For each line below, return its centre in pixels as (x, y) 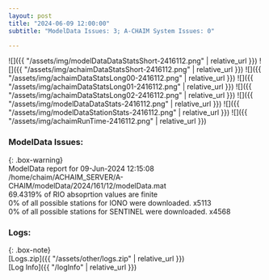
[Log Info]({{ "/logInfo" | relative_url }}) (73, 267)
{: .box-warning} (36, 159)
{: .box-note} (29, 250)
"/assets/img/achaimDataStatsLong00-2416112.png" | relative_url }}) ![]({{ (131, 78)
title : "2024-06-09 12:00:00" (59, 23)
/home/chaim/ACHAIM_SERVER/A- (66, 177)
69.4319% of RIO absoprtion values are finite (83, 194)
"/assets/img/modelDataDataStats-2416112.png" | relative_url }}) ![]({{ (124, 104)
